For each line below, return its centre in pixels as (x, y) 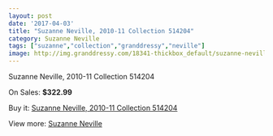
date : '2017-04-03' (41, 23)
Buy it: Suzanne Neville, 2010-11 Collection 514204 (93, 108)
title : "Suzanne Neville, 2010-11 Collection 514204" (102, 31)
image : (19, 53)
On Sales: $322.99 (41, 92)
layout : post (30, 16)
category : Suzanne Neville (54, 38)
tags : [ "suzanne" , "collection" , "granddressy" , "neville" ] (107, 46)
